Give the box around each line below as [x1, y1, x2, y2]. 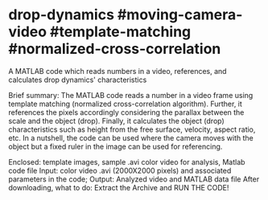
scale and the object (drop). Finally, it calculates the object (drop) [8, 116, 225, 125]
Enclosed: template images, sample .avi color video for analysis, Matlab [8, 157, 245, 166]
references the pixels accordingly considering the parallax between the [8, 107, 245, 117]
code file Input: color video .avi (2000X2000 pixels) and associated [8, 165, 232, 175]
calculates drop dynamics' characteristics [8, 75, 147, 84]
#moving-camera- [117, 6, 243, 24]
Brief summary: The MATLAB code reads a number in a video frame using [8, 90, 254, 100]
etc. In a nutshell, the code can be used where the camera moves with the [8, 133, 254, 142]
